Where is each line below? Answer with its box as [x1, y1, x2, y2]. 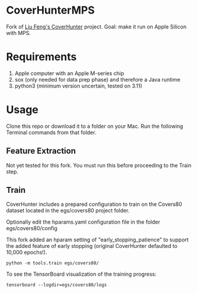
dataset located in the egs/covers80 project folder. [6, 207, 130, 214]
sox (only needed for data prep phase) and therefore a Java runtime [14, 76, 180, 83]
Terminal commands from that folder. [6, 128, 96, 136]
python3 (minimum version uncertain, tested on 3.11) [14, 82, 143, 89]
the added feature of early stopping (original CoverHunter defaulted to [6, 243, 177, 250]
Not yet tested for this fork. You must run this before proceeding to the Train [6, 161, 192, 169]
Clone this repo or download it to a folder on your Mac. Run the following [6, 122, 183, 130]
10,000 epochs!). [6, 249, 47, 256]
